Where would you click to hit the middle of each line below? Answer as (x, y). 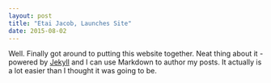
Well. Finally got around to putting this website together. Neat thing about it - (136, 54)
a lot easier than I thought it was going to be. (83, 71)
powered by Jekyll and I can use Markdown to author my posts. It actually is (135, 62)
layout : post (30, 16)
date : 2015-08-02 (38, 31)
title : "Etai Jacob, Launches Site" (70, 23)
